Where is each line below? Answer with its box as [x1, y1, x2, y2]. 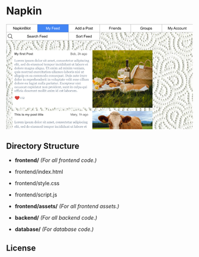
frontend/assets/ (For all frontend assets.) [14, 203, 120, 210]
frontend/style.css [14, 180, 60, 187]
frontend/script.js [14, 191, 57, 198]
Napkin [6, 4, 43, 18]
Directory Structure [6, 141, 80, 151]
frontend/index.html [14, 168, 63, 176]
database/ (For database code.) [14, 226, 94, 233]
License [6, 243, 36, 253]
